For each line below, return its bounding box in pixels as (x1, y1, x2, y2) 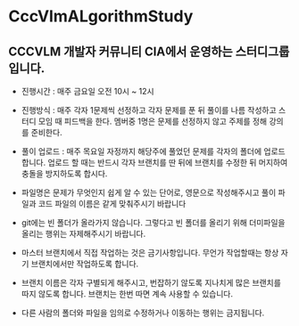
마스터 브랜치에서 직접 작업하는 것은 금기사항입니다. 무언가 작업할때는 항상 (21, 248, 279, 257)
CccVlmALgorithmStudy (8, 6, 194, 27)
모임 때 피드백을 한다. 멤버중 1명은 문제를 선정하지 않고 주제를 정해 (37, 116, 268, 126)
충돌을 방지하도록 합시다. (21, 168, 108, 179)
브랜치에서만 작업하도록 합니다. (30, 258, 139, 269)
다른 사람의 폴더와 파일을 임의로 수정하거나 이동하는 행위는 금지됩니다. (21, 307, 265, 318)
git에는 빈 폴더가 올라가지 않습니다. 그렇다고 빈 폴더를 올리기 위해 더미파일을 (21, 217, 286, 228)
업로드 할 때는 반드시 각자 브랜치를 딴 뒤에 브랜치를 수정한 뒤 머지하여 (47, 158, 288, 167)
